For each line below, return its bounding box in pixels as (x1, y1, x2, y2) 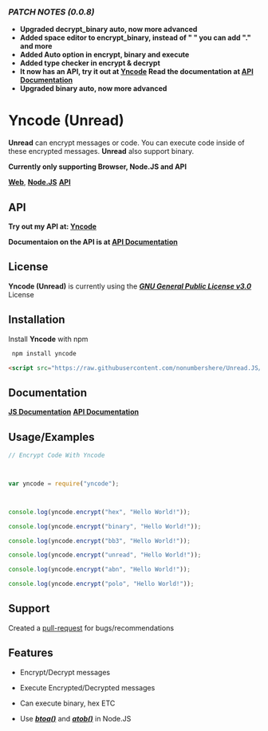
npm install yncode (11, 349, 77, 357)
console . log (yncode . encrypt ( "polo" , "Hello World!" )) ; (8, 580, 195, 588)
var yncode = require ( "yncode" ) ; (8, 479, 120, 488)
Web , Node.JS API (8, 178, 71, 187)
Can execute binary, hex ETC (19, 698, 116, 708)
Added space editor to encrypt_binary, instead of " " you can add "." (19, 33, 251, 42)
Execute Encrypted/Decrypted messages (19, 682, 156, 692)
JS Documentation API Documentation (8, 407, 140, 417)
